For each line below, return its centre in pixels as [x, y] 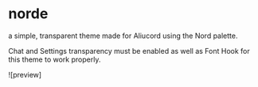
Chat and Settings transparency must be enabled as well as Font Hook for [129, 51]
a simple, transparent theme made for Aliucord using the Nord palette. [123, 36]
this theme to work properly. [55, 59]
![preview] [25, 74]
